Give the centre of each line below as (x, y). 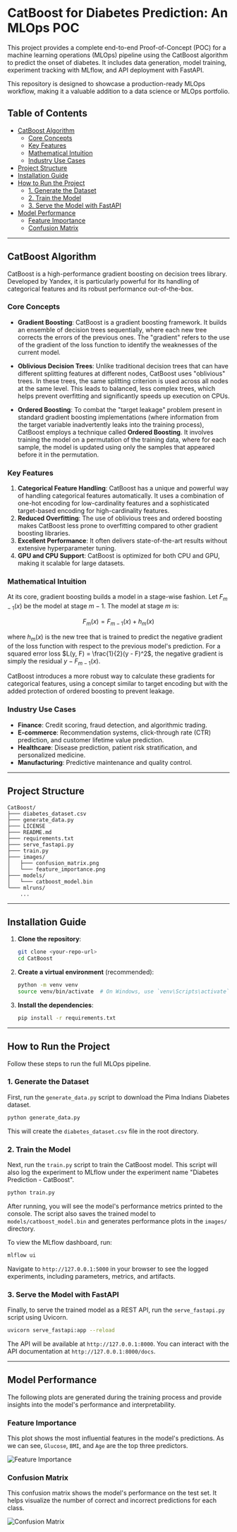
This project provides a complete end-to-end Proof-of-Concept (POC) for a (117, 47)
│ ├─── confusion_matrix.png (53, 863)
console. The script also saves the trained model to (82, 1213)
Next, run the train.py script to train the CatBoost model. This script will (112, 1165)
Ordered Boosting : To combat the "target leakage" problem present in (120, 409)
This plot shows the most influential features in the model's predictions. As (116, 1438)
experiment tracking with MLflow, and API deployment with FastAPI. (106, 70)
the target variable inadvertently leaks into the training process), (111, 424)
